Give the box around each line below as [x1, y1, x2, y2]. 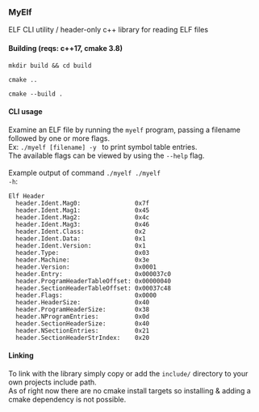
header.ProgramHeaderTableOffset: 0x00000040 [15, 277, 172, 285]
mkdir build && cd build [8, 62, 92, 70]
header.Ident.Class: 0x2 [15, 227, 147, 236]
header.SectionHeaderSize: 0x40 [15, 319, 150, 328]
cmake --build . [8, 90, 63, 98]
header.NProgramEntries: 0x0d [15, 312, 150, 321]
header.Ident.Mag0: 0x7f [15, 199, 150, 207]
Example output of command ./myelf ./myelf [8, 168, 161, 177]
